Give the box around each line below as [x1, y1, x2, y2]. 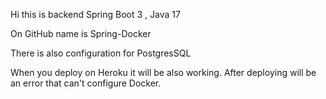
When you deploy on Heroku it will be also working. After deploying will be [10, 67, 317, 78]
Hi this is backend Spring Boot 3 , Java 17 [10, 9, 181, 20]
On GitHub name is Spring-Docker [10, 28, 152, 39]
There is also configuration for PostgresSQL [10, 47, 192, 59]
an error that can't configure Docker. [10, 77, 162, 89]
